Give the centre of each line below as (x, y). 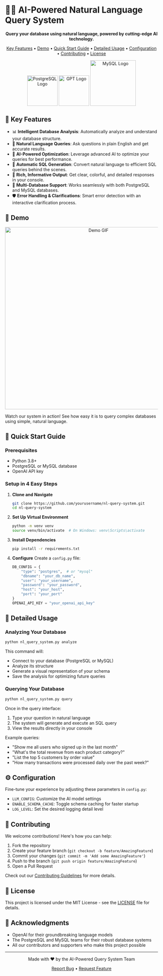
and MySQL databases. (35, 190)
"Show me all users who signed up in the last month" (65, 747)
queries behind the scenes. (39, 169)
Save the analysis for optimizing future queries (59, 676)
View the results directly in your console (52, 728)
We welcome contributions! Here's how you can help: (58, 836)
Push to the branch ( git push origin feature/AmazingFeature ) (74, 861)
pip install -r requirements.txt (46, 549)
